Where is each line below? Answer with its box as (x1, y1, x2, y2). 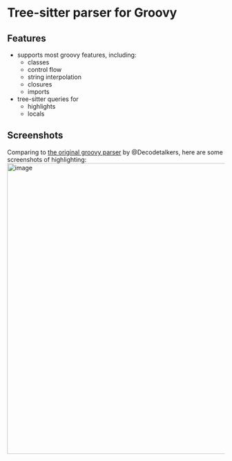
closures (27, 80, 52, 88)
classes (27, 58, 50, 66)
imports (27, 88, 50, 96)
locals (27, 109, 45, 118)
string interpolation (27, 73, 81, 81)
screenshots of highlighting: (7, 155, 87, 163)
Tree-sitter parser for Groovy (7, 5, 177, 21)
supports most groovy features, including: (17, 51, 137, 59)
